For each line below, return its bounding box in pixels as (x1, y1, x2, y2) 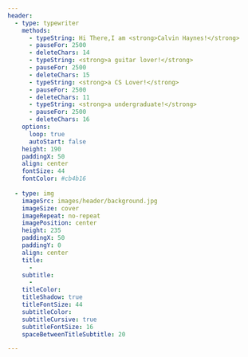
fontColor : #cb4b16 (22, 175, 87, 183)
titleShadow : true (22, 293, 83, 301)
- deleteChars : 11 (28, 93, 90, 101)
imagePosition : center (22, 219, 97, 227)
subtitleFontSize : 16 (22, 323, 93, 331)
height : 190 (22, 145, 61, 153)
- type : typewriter (14, 19, 80, 27)
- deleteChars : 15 (28, 71, 90, 79)
